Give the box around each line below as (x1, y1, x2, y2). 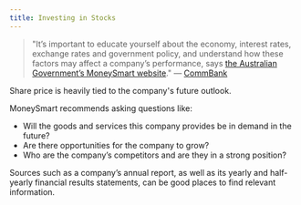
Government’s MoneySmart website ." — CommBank (31, 67, 228, 78)
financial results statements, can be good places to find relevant (35, 177, 276, 188)
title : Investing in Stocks (9, 13, 117, 23)
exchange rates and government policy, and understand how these (31, 47, 285, 59)
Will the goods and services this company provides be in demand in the (22, 120, 292, 131)
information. (9, 186, 56, 197)
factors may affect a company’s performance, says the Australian (31, 57, 278, 68)
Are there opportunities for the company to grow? (22, 139, 210, 150)
